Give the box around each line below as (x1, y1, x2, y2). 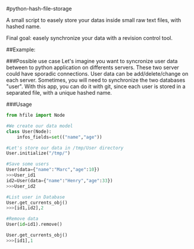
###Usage (6, 101, 33, 108)
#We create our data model (6, 123, 73, 129)
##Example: (6, 46, 36, 53)
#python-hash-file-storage (6, 5, 73, 12)
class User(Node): (6, 128, 52, 135)
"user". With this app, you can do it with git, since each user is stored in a (6, 83, 186, 90)
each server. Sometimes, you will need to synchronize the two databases (6, 77, 186, 83)
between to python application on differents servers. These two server (6, 64, 180, 71)
